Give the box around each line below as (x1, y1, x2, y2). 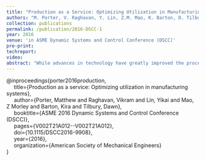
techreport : (6, 49, 37, 55)
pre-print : (6, 43, 34, 49)
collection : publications (6, 20, 72, 26)
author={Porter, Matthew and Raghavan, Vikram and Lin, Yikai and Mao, (13, 96, 194, 104)
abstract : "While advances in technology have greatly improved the (6, 60, 184, 66)
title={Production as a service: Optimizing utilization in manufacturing (13, 83, 188, 90)
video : (6, 54, 23, 60)
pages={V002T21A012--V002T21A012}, (13, 122, 114, 129)
